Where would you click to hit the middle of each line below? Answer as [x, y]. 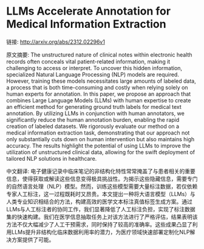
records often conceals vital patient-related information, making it [88, 61]
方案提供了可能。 [33, 239]
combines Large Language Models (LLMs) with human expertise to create [99, 100]
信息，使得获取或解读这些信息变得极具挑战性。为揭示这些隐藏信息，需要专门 [102, 178]
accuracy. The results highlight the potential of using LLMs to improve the [98, 146]
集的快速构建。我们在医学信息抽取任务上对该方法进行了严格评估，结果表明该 [102, 217]
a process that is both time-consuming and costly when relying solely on [97, 87]
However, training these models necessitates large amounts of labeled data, [101, 81]
